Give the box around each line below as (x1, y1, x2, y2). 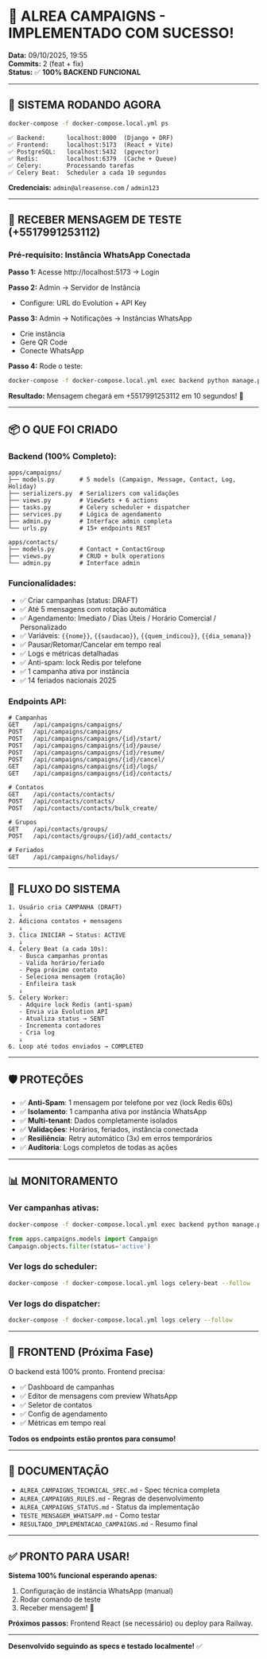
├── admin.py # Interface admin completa (8, 517, 172, 525)
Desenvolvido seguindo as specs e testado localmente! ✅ (8, 1641, 203, 1651)
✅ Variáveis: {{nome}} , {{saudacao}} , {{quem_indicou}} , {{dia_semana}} (19, 631, 252, 641)
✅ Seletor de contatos (19, 1400, 93, 1409)
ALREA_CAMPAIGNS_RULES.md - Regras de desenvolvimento (19, 1493, 204, 1503)
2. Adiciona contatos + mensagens (8, 917, 123, 925)
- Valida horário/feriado (18, 959, 105, 968)
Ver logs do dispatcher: (8, 1298, 101, 1309)
